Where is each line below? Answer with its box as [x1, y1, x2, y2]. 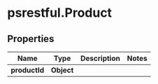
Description [80, 54, 120, 63]
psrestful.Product [7, 5, 113, 21]
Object [50, 65, 74, 75]
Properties [7, 33, 55, 45]
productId [10, 65, 44, 75]
